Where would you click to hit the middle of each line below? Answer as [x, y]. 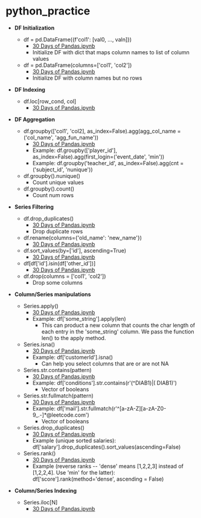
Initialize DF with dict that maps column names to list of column [111, 52]
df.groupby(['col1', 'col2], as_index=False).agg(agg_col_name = [102, 131]
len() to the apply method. [74, 338]
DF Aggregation [35, 119]
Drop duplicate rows [58, 231]
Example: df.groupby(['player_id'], [75, 150]
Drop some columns [57, 282]
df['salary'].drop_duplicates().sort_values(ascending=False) [107, 447]
